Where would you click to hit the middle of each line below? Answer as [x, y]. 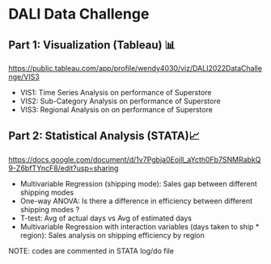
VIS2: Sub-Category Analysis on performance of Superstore [120, 101]
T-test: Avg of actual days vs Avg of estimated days [106, 218]
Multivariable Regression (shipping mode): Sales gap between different [138, 183]
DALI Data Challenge [79, 14]
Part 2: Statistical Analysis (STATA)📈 [104, 136]
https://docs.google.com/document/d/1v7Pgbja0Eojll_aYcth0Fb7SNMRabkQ [135, 159]
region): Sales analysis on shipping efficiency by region [112, 235]
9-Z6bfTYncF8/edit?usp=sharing [64, 168]
